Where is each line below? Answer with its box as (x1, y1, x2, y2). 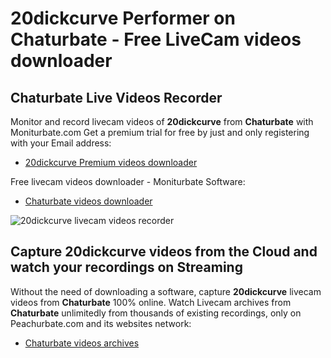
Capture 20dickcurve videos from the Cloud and (10, 243, 318, 261)
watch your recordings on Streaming (10, 259, 243, 276)
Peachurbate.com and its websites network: (10, 317, 192, 329)
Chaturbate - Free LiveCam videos (10, 28, 302, 51)
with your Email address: (10, 137, 112, 149)
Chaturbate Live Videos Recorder (10, 89, 223, 106)
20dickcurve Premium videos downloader (24, 157, 198, 168)
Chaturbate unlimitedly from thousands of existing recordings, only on (10, 307, 302, 319)
